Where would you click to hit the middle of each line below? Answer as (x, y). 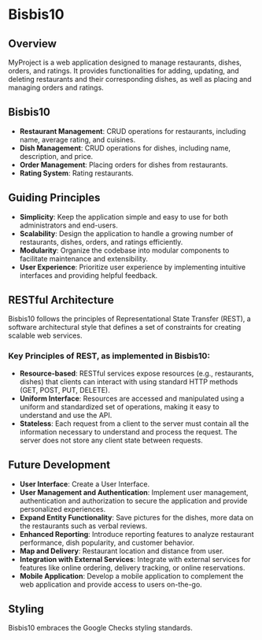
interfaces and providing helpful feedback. (89, 275)
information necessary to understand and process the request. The (128, 431)
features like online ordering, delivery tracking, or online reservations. (132, 568)
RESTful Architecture (61, 300)
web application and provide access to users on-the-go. (111, 584)
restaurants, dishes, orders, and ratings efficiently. (101, 242)
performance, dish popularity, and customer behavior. (107, 542)
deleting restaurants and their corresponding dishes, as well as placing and (130, 79)
